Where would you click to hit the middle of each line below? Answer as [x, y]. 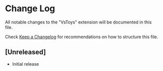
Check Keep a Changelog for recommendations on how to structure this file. [82, 37]
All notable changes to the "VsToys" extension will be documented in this [79, 22]
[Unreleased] [26, 52]
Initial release [25, 64]
